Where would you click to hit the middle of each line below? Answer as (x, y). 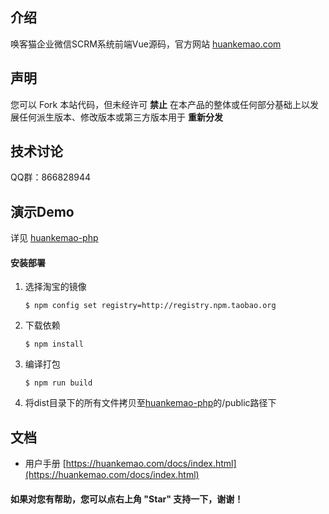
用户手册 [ (45, 464)
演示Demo (42, 211)
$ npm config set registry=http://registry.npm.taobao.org (150, 306)
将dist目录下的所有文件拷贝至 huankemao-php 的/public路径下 (150, 403)
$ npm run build (58, 383)
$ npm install (54, 344)
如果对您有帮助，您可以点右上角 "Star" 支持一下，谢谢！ (127, 499)
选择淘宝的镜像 (55, 287)
